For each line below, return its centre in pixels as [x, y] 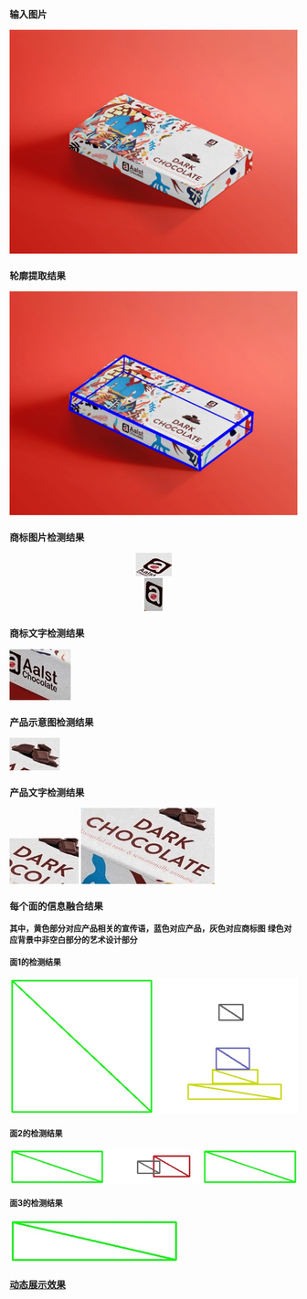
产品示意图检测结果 [52, 722]
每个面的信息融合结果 [56, 906]
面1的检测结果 [36, 962]
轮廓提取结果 [38, 276]
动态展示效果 [38, 1284]
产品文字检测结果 [47, 792]
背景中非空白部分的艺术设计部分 [77, 939]
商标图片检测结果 [47, 538]
